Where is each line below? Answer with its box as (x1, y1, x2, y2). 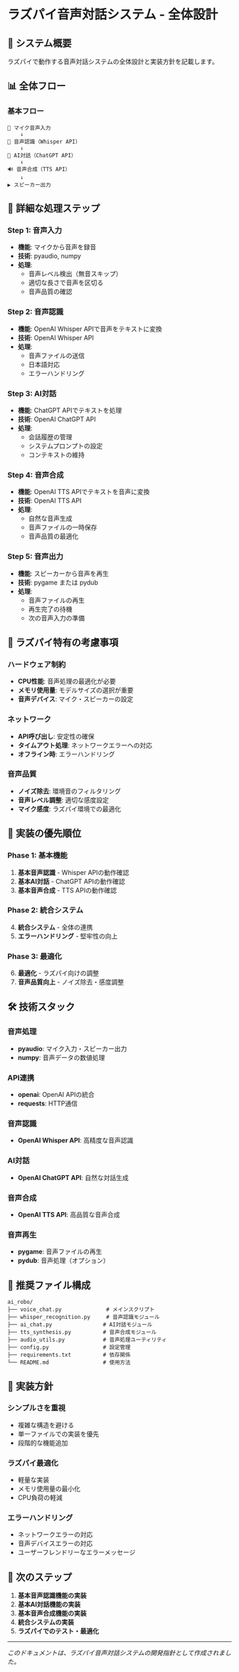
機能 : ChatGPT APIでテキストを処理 (17, 406, 122, 414)
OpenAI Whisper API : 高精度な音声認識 (17, 1136, 134, 1145)
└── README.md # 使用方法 (7, 1359, 131, 1367)
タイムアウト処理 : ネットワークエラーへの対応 (17, 741, 153, 750)
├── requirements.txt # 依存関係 (7, 1352, 131, 1359)
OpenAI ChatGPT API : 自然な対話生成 (17, 1173, 129, 1182)
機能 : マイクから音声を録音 (17, 243, 97, 251)
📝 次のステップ (7, 1571, 73, 1583)
